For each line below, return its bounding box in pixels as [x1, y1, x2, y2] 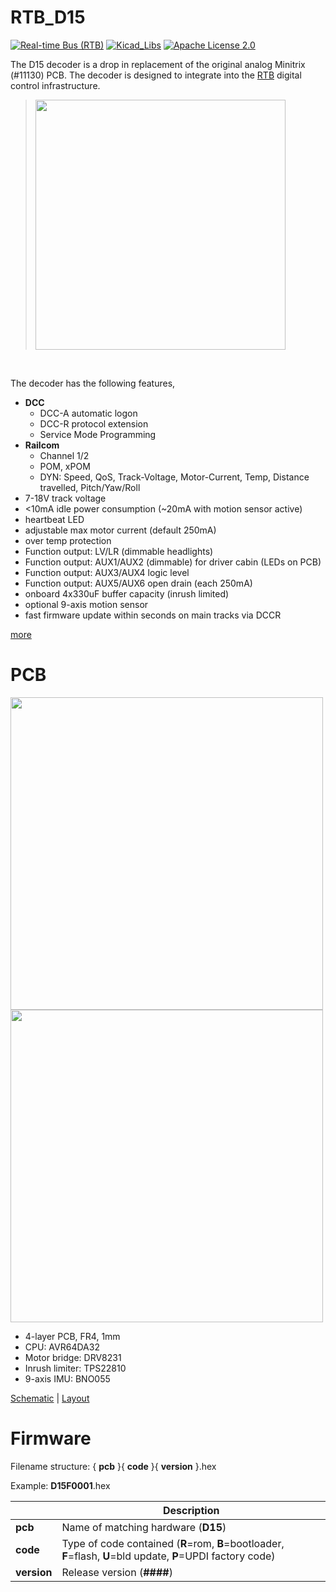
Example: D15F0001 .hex [10, 1479, 111, 1491]
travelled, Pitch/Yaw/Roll [39, 481, 141, 493]
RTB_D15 [10, 6, 86, 29]
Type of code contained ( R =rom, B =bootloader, [61, 1536, 285, 1550]
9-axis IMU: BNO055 [24, 1372, 111, 1385]
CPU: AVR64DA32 [24, 1341, 100, 1353]
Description [162, 1503, 220, 1517]
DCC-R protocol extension [39, 417, 149, 430]
